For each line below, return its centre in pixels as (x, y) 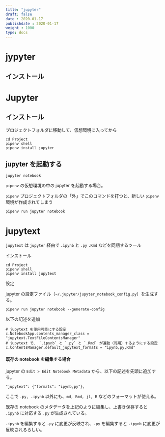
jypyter (21, 57)
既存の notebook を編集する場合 (38, 359)
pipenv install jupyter (30, 148)
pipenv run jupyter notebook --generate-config (55, 309)
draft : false (19, 14)
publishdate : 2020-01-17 (32, 23)
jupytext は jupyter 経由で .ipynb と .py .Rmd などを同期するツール (73, 245)
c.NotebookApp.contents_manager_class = (48, 334)
